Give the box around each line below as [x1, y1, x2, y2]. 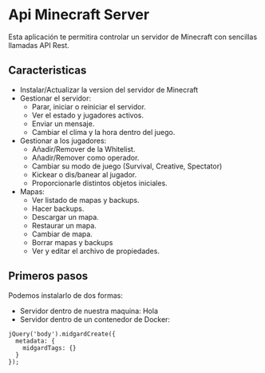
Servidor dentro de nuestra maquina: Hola [19, 306, 158, 315]
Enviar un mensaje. [31, 118, 95, 129]
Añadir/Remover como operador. [31, 153, 140, 162]
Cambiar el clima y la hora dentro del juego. [31, 127, 176, 137]
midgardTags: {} [22, 343, 77, 352]
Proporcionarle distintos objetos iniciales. [31, 178, 168, 188]
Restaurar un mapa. [31, 220, 97, 230]
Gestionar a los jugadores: [19, 136, 107, 145]
